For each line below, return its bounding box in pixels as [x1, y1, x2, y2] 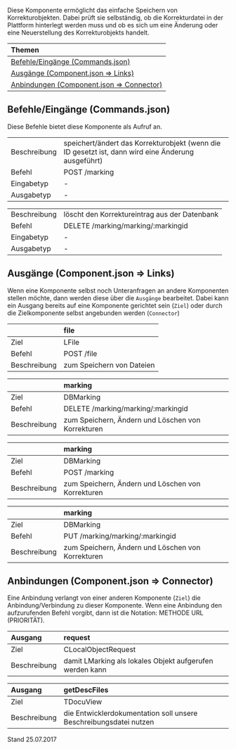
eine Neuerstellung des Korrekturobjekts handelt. [7, 28, 150, 37]
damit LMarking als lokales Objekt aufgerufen [63, 656, 214, 666]
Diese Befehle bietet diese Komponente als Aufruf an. [7, 122, 163, 131]
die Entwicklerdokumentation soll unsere [63, 708, 198, 718]
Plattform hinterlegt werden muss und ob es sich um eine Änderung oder [7, 21, 218, 29]
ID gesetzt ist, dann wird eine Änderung [63, 147, 195, 157]
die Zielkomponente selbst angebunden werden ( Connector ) [7, 309, 181, 317]
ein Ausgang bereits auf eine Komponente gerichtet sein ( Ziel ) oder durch [7, 301, 223, 309]
